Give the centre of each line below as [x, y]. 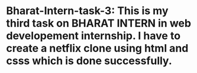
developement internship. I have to [93, 36]
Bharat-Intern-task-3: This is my [87, 11]
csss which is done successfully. [89, 61]
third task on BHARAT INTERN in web [98, 23]
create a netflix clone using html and [97, 49]
